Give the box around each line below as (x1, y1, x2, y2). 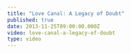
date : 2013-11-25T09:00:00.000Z (7, 23, 100, 30)
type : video (7, 36, 41, 43)
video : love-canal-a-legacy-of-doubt (7, 29, 116, 36)
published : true (7, 17, 54, 23)
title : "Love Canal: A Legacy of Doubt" (7, 10, 125, 17)
